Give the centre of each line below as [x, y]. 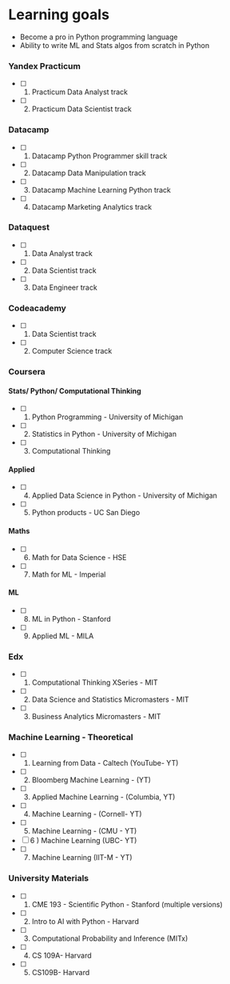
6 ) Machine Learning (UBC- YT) [83, 841]
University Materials [49, 878]
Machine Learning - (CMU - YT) [84, 831]
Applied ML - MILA [63, 636]
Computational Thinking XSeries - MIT [95, 682]
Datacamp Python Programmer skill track [99, 156]
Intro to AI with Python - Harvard [85, 921]
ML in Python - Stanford [71, 618]
